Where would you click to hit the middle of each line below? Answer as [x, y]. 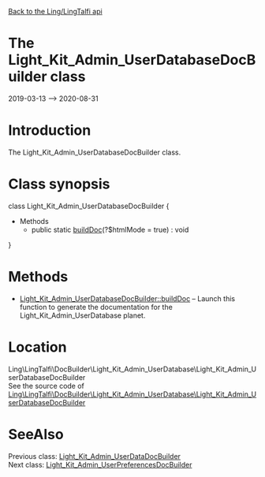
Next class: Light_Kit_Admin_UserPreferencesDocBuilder [100, 464]
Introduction [50, 130]
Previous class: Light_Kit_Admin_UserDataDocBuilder [95, 456]
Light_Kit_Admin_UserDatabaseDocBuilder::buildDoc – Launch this [127, 298]
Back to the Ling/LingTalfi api [55, 11]
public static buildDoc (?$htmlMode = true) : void [110, 229]
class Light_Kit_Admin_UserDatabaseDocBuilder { [89, 206]
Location [37, 347]
